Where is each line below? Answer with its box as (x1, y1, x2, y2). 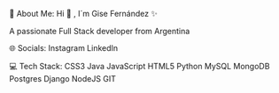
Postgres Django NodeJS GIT (9, 74, 117, 83)
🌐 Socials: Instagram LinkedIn (9, 43, 119, 53)
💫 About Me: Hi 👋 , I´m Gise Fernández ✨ (9, 9, 158, 18)
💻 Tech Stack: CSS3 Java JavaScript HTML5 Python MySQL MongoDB (9, 61, 270, 71)
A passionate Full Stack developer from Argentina (9, 26, 190, 36)
